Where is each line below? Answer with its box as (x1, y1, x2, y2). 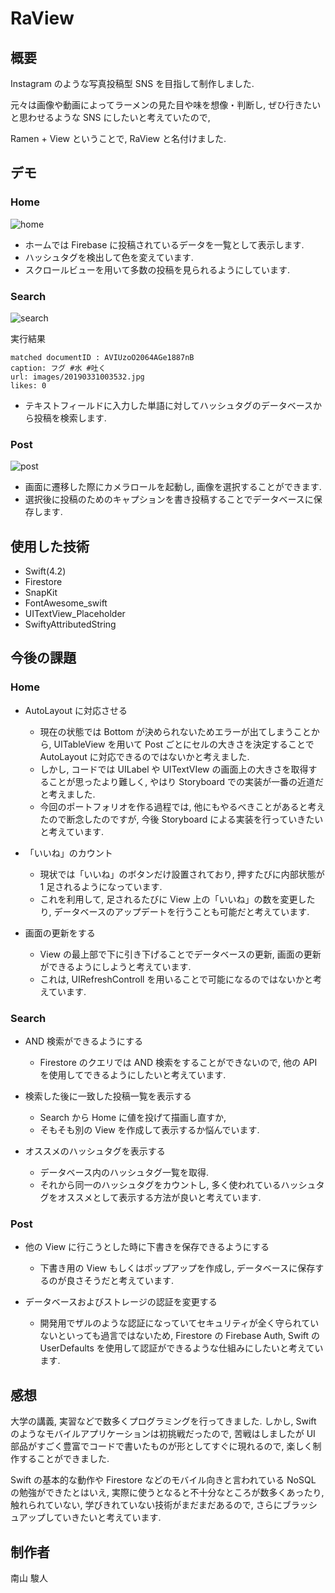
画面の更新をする (24, 927, 96, 939)
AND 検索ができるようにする (24, 1035, 143, 1047)
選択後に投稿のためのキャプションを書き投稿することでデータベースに (24, 493, 314, 506)
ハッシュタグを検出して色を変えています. (24, 251, 194, 263)
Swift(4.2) (24, 565, 67, 577)
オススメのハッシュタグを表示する (24, 1145, 166, 1157)
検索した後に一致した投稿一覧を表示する (24, 1090, 192, 1102)
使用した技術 (10, 538, 90, 555)
